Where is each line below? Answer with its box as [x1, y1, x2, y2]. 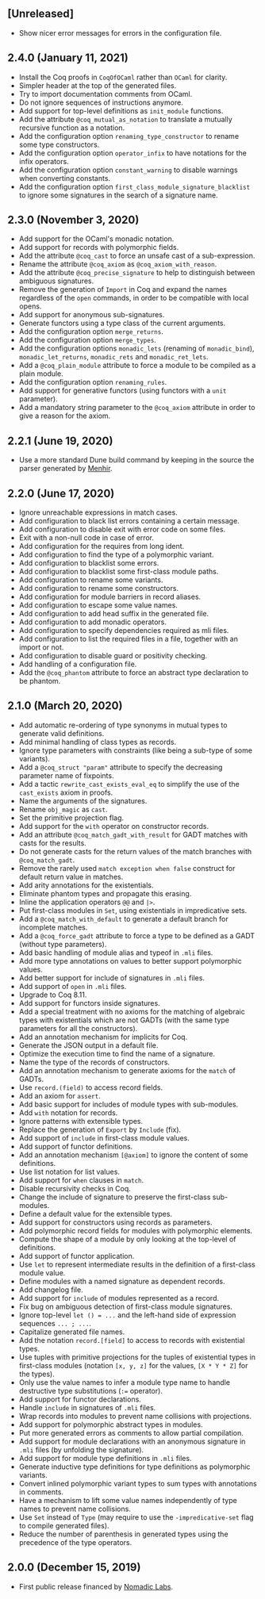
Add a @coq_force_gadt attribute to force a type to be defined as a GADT [18, 930, 255, 940]
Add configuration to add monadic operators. [18, 617, 167, 627]
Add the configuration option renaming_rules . [18, 378, 167, 387]
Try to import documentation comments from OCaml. [18, 89, 193, 98]
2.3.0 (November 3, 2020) [7, 213, 140, 227]
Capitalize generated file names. [18, 1327, 125, 1336]
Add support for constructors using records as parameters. [18, 1217, 213, 1227]
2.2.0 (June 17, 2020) [7, 486, 115, 500]
